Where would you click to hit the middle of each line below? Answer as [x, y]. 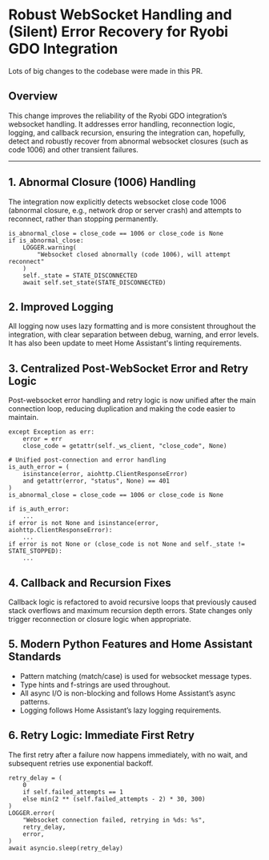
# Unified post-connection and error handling [87, 460]
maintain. [23, 418]
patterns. [35, 701]
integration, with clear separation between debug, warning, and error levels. [134, 335]
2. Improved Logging [61, 307]
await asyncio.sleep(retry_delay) [66, 848]
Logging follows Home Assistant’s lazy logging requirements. [120, 710]
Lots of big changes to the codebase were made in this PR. [105, 71]
